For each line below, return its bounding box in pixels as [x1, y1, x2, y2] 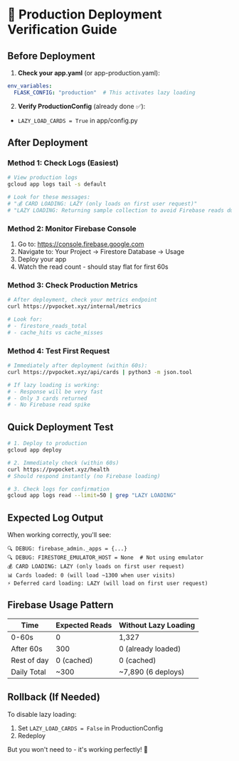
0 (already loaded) [118, 644, 181, 654]
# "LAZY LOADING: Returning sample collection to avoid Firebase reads [7, 206, 224, 214]
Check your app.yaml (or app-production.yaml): [17, 69, 160, 77]
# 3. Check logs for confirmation [7, 485, 110, 493]
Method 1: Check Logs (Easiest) [7, 158, 119, 168]
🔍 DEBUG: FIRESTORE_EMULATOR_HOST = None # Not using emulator [7, 554, 204, 561]
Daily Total [11, 666, 46, 676]
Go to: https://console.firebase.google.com [17, 240, 144, 248]
